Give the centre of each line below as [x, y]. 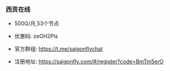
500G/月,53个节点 [37, 24]
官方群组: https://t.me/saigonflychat [59, 49]
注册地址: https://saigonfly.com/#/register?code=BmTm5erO [89, 61]
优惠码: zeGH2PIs [36, 36]
